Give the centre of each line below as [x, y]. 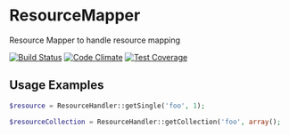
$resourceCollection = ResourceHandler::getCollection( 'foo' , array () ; [145, 122]
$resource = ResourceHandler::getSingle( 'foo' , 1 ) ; [107, 106]
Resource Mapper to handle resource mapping [95, 40]
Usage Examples [57, 85]
